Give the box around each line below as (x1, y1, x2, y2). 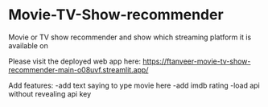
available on (8, 40, 48, 50)
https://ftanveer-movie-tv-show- (142, 56, 251, 66)
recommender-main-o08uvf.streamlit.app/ (8, 64, 149, 74)
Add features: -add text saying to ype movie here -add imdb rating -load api (8, 80, 260, 90)
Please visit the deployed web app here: (8, 56, 142, 66)
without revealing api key (8, 88, 92, 98)
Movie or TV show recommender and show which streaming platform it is (8, 32, 252, 42)
